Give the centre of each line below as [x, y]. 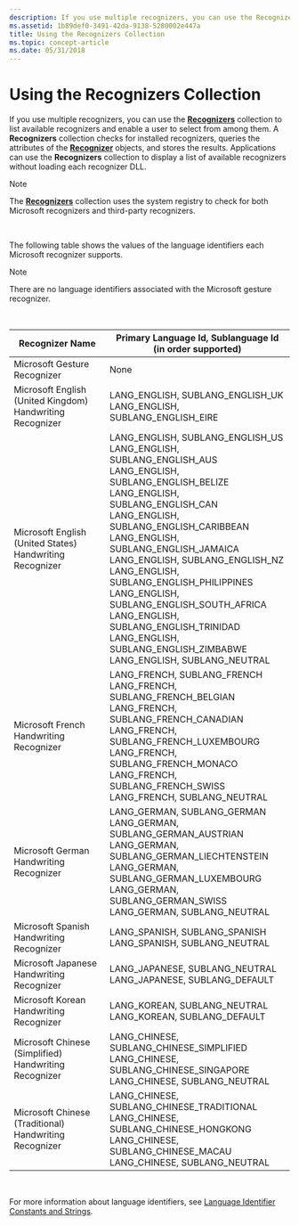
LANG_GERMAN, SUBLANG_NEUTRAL [190, 912]
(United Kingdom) [51, 401]
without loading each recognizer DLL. [78, 167]
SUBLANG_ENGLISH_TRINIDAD [175, 627]
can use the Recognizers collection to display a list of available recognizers [148, 158]
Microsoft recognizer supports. [66, 255]
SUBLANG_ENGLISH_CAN [164, 504]
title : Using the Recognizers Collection [87, 34]
